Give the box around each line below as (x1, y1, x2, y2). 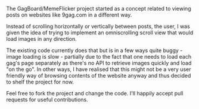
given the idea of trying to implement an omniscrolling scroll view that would (6, 29, 194, 36)
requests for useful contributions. (6, 96, 88, 103)
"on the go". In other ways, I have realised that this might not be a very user (6, 66, 191, 73)
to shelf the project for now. (6, 78, 74, 85)
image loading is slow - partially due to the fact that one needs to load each (6, 53, 192, 60)
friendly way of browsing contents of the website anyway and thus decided (6, 72, 191, 79)
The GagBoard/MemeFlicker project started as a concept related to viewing (6, 5, 192, 12)
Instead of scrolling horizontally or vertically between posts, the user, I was (6, 23, 191, 30)
